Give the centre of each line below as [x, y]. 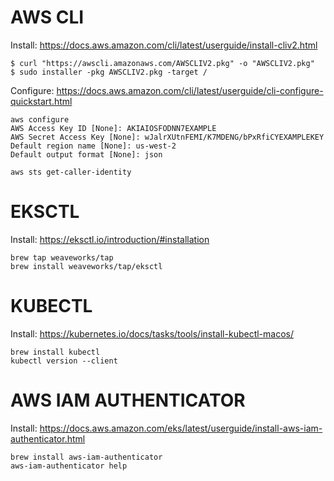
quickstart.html [41, 101]
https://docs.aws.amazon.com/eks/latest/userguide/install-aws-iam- [181, 428]
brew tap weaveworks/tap [62, 257]
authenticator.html [48, 438]
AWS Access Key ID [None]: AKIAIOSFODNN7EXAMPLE [113, 128]
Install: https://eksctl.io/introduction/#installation [110, 239]
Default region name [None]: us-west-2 [93, 146]
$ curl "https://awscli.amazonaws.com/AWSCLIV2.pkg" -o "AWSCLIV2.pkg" [162, 63]
